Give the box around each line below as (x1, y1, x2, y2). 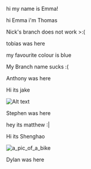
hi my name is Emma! (6, 5, 58, 12)
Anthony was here (6, 75, 51, 82)
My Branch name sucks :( (6, 63, 69, 70)
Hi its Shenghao (6, 133, 45, 140)
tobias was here (6, 40, 46, 47)
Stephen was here (6, 110, 51, 116)
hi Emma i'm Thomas (6, 17, 58, 23)
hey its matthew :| (6, 121, 50, 128)
